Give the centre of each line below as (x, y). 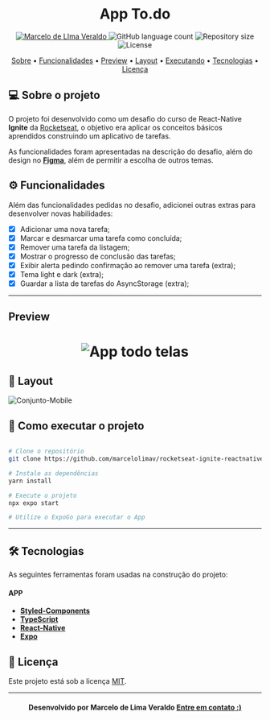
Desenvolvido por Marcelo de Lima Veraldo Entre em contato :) (135, 707)
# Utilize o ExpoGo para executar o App (77, 517)
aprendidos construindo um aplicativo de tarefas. (90, 136)
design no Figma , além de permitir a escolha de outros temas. (111, 160)
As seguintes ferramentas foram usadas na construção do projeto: (118, 575)
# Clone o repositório (46, 452)
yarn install (30, 481)
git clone (25, 459)
